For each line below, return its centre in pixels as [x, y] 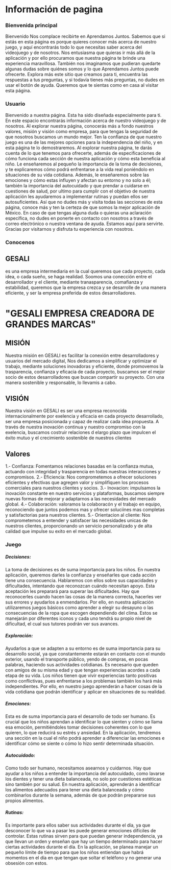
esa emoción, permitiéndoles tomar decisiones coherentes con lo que [79, 727]
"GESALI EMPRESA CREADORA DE [80, 313]
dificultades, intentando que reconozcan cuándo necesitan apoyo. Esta [80, 586]
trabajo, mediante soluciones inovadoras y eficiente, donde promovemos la [84, 366]
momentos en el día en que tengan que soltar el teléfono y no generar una [83, 857]
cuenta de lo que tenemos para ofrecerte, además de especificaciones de [83, 153]
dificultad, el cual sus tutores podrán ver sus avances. [62, 624]
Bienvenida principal [31, 26]
